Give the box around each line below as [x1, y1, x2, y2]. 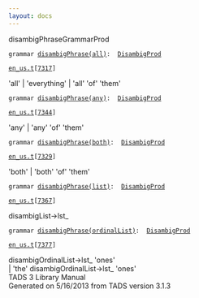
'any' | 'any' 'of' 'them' [8, 123, 84, 132]
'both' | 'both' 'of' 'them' [8, 166, 91, 176]
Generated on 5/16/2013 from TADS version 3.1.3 [8, 281, 171, 291]
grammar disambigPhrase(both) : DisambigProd [8, 138, 165, 146]
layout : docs [8, 11, 53, 20]
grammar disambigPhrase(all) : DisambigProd [8, 50, 162, 58]
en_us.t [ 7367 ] [8, 197, 57, 205]
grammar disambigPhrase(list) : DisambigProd [8, 182, 165, 191]
